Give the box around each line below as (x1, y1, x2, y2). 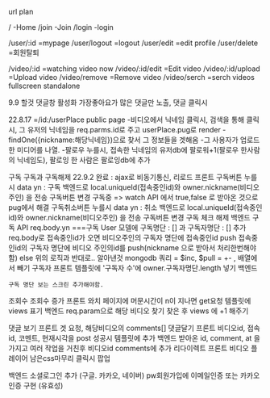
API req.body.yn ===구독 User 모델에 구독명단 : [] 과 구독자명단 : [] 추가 (16, 223, 247, 233)
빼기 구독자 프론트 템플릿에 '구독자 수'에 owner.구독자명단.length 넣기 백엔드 (16, 263, 258, 273)
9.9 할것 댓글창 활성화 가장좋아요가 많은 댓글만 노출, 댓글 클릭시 (8, 98, 208, 107)
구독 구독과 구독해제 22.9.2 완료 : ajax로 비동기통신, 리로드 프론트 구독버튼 (8, 173, 243, 182)
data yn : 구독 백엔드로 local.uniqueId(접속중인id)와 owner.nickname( (16, 182, 240, 192)
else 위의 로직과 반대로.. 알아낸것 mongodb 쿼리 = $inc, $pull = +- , (19, 253, 236, 262)
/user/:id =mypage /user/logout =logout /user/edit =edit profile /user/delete (8, 38, 259, 48)
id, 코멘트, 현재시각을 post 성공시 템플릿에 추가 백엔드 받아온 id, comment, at (8, 333, 252, 342)
